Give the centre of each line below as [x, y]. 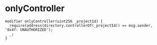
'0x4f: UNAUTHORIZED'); [29, 30]
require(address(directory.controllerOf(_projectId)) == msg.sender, [81, 25]
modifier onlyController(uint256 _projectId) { [54, 21]
